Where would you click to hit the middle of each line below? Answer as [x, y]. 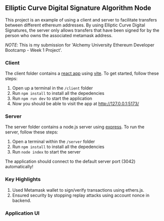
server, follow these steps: [32, 132]
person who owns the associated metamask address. [59, 35]
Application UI [23, 213]
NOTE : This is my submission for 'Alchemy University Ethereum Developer [80, 45]
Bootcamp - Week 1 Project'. [34, 50]
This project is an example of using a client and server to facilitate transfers [81, 20]
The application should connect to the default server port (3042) [70, 161]
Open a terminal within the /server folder [54, 142]
